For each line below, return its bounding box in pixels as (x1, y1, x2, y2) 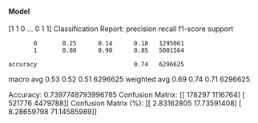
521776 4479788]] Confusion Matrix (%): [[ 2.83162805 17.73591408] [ (8, 98, 242, 108)
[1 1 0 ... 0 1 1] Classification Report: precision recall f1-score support (8, 24, 234, 34)
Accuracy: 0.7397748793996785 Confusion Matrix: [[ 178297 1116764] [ (8, 90, 246, 100)
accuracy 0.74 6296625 (8, 61, 184, 69)
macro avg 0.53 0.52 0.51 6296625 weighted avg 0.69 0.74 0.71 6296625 (8, 74, 251, 84)
